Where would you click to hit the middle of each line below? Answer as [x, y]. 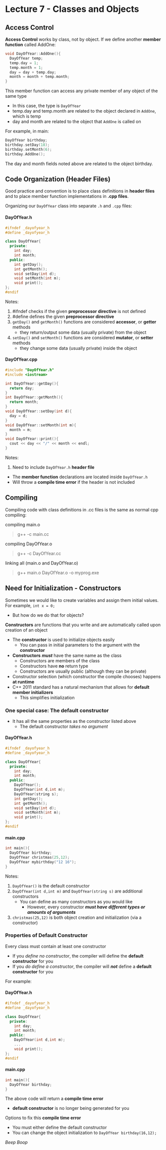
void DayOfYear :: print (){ [32, 439]
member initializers [33, 692]
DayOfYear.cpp [21, 359]
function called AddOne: [30, 45]
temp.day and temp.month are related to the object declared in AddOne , [84, 111]
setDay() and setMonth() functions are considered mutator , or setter [83, 337]
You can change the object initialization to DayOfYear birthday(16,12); [84, 1133]
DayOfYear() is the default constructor [51, 886]
